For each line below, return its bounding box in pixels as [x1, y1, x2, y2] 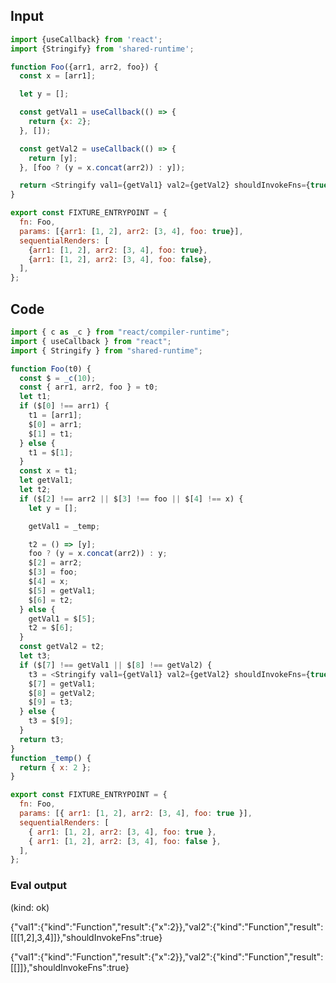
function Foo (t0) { [10, 364, 92, 374]
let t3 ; [19, 651, 52, 661]
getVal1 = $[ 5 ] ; [28, 614, 97, 624]
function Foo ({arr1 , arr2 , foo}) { [10, 62, 159, 72]
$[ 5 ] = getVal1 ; [28, 585, 97, 596]
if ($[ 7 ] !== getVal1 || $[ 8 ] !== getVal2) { [19, 660, 213, 670]
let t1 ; [19, 392, 52, 402]
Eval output [10, 879, 68, 893]
